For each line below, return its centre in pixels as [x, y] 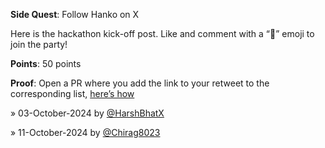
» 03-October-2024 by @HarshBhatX [87, 113]
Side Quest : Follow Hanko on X [75, 14]
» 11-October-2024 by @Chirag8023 [85, 132]
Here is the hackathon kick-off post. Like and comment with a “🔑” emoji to [162, 33]
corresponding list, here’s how [72, 93]
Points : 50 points [46, 63]
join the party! [39, 44]
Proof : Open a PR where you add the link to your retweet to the [140, 83]
